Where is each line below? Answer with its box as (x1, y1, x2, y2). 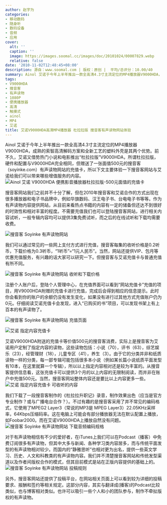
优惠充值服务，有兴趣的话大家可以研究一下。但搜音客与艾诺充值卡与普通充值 (5, 254, 162, 260)
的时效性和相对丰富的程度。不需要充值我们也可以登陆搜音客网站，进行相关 (5, 208, 158, 214)
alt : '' (9, 44, 26, 49)
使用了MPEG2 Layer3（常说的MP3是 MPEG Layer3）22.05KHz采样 (18, 405, 156, 411)
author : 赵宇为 (5, 7, 34, 12)
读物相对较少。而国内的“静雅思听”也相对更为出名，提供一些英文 (22, 446, 153, 453)
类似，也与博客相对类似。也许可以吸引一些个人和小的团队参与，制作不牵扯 (5, 488, 158, 494)
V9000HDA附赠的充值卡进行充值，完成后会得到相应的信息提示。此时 (18, 288, 159, 294)
